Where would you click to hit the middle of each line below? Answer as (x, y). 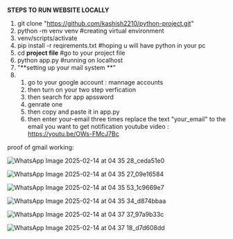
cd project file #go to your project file (71, 53)
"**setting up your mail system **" (67, 68)
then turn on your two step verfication (82, 90)
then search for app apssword (71, 97)
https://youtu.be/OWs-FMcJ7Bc (73, 134)
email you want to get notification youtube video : (98, 126)
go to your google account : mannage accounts (95, 82)
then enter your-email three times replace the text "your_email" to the (127, 119)
